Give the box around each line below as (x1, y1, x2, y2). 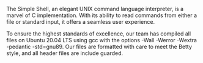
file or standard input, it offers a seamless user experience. (6, 18, 155, 25)
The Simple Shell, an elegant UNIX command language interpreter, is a (6, 6, 184, 12)
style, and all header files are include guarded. (6, 50, 124, 57)
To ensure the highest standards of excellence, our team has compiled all (6, 30, 191, 37)
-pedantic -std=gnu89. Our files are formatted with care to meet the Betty (6, 43, 193, 50)
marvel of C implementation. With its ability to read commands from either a (6, 12, 197, 19)
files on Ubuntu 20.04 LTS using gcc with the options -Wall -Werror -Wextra (6, 37, 197, 43)
